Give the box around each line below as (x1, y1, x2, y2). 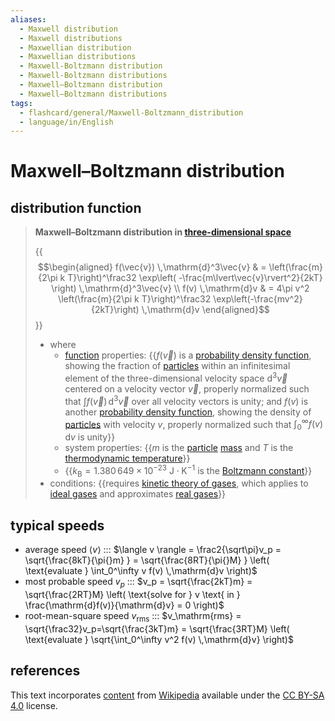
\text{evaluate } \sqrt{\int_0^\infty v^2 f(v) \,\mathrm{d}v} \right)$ (24, 633, 294, 645)
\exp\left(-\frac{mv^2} (213, 293, 303, 305)
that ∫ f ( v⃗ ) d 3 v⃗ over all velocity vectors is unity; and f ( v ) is (64, 393, 309, 407)
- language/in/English (19, 117, 114, 127)
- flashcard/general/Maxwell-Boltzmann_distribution (19, 107, 244, 118)
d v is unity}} (64, 431, 116, 443)
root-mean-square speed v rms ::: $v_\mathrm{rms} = (24, 610, 242, 624)
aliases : (10, 14, 47, 25)
